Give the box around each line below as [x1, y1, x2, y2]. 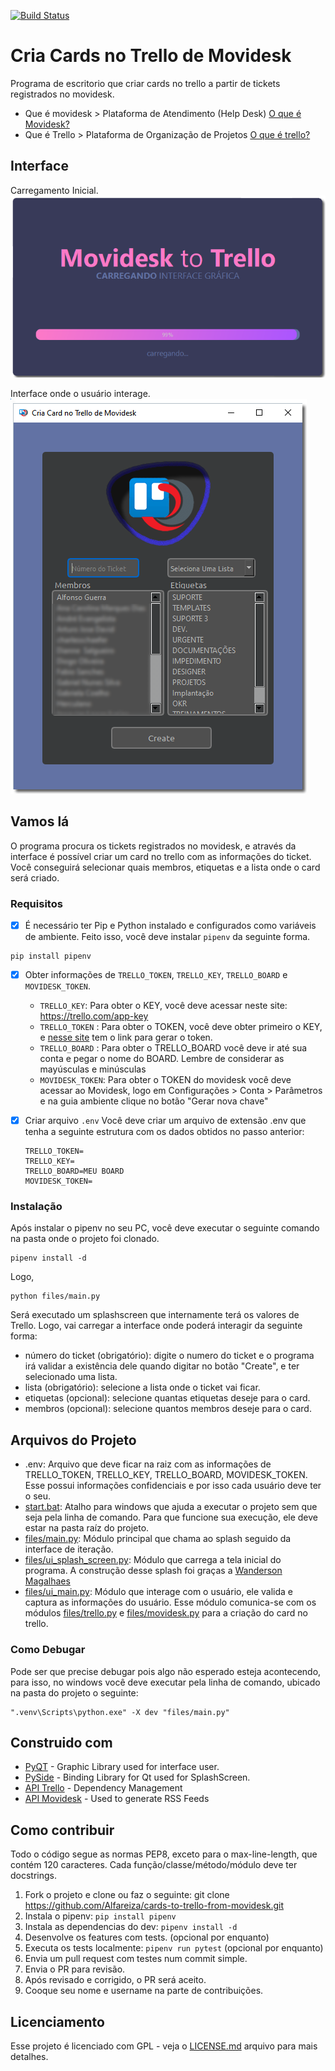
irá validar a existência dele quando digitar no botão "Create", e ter [24, 1360, 300, 1372]
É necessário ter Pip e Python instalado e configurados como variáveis [24, 919, 317, 931]
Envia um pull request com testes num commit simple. [24, 1953, 248, 1965]
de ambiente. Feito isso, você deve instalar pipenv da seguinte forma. [24, 931, 311, 943]
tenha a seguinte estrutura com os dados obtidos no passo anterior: [24, 1126, 305, 1138]
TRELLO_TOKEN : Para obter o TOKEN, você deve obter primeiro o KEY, [39, 1021, 323, 1033]
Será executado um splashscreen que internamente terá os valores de [10, 1309, 300, 1321]
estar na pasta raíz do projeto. [24, 1522, 150, 1534]
